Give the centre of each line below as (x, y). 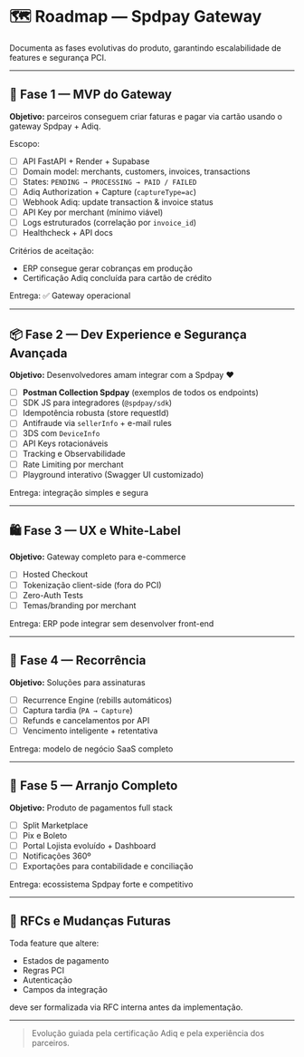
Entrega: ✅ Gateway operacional (70, 296)
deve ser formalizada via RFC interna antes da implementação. (126, 1007)
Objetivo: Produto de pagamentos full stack (91, 808)
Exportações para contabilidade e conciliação (108, 866)
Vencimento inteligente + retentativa (90, 731)
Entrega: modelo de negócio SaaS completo (91, 749)
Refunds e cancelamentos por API (86, 720)
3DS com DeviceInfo (61, 433)
